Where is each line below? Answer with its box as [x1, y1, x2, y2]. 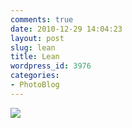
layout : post [10, 33, 65, 43]
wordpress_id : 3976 [10, 61, 92, 71]
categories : [10, 71, 60, 81]
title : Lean [10, 52, 60, 62]
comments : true [10, 14, 74, 25]
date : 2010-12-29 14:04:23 [10, 24, 123, 34]
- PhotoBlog [10, 80, 60, 90]
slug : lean [10, 42, 56, 53]
